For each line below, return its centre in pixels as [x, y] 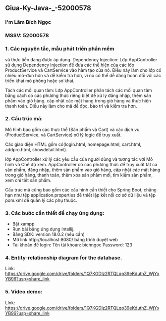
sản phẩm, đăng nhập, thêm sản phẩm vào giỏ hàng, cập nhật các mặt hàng [83, 170]
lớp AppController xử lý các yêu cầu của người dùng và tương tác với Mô [79, 159]
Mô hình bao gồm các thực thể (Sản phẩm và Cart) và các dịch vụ [72, 129]
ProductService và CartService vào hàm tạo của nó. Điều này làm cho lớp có [83, 70]
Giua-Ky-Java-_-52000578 [48, 8]
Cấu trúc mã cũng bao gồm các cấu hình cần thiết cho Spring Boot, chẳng [81, 189]
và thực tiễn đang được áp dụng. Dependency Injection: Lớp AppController [81, 59]
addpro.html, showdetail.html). [36, 149]
